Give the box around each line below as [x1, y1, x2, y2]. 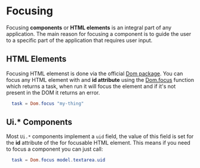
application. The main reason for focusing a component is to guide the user [6, 30, 192, 37]
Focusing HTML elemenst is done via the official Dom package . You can [6, 70, 183, 77]
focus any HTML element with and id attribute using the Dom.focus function [6, 76, 194, 83]
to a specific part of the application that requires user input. [6, 36, 153, 44]
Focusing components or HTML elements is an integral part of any [6, 24, 172, 31]
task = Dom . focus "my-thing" [11, 100, 84, 106]
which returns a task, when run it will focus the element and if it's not [6, 83, 176, 90]
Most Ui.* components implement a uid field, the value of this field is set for [6, 133, 194, 140]
